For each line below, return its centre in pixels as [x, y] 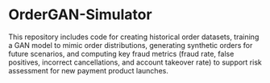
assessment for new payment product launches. [89, 70]
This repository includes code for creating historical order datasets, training [134, 37]
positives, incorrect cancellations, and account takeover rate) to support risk [135, 62]
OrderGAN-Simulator [80, 15]
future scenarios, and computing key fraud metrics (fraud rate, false [121, 53]
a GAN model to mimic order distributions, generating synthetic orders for [131, 45]
